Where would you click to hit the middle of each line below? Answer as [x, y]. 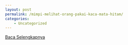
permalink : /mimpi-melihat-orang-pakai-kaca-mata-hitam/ [64, 14]
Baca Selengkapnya [25, 37]
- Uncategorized [31, 23]
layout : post [18, 10]
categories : [17, 19]
